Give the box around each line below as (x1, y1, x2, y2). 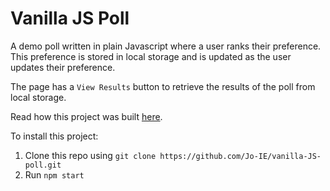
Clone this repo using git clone (24, 149, 157, 161)
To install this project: (10, 130, 99, 142)
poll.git (24, 160, 62, 170)
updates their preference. (10, 61, 116, 73)
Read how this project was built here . (10, 110, 163, 122)
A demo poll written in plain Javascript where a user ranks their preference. (10, 40, 322, 52)
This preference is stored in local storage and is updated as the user (10, 50, 292, 62)
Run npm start (24, 168, 85, 181)
